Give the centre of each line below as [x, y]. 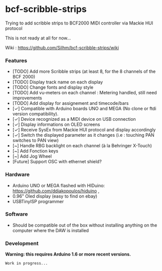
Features [16, 60]
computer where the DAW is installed [50, 230]
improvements [27, 98]
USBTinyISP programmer [38, 201]
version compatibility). [35, 114]
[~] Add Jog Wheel [32, 156]
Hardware [17, 175]
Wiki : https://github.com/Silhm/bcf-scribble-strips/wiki [62, 47]
